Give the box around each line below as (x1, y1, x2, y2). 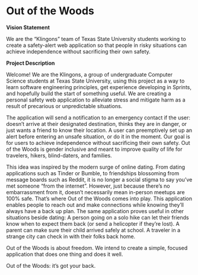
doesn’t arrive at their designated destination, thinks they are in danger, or (6, 120, 187, 127)
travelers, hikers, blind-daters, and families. (6, 151, 113, 159)
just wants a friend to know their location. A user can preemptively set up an (6, 127, 193, 134)
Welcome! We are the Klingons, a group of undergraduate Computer (6, 71, 173, 78)
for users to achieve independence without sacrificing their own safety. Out (6, 139, 191, 146)
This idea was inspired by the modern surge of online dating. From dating (6, 163, 186, 170)
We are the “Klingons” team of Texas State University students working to (6, 35, 186, 42)
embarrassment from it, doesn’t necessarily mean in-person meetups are (6, 188, 185, 195)
